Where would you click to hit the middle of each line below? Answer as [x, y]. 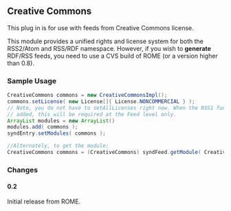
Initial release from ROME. [44, 201]
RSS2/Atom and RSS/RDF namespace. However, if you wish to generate [109, 48]
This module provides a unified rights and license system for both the [106, 41]
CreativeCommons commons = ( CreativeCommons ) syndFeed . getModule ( [104, 153]
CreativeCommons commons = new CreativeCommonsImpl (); [87, 96]
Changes [23, 170]
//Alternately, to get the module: [58, 146]
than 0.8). [21, 63]
